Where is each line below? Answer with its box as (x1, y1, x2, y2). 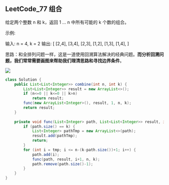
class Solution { (5, 77, 42, 82)
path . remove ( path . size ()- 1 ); (32, 161, 94, 166)
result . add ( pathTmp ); (32, 133, 78, 139)
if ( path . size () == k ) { (23, 124, 75, 129)
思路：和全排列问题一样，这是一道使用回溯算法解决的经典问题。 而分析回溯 (5, 51, 159, 57)
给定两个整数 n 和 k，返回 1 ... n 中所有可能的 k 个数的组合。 (5, 19, 129, 25)
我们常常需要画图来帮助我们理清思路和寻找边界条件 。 (14, 57, 124, 64)
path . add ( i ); (32, 152, 59, 157)
